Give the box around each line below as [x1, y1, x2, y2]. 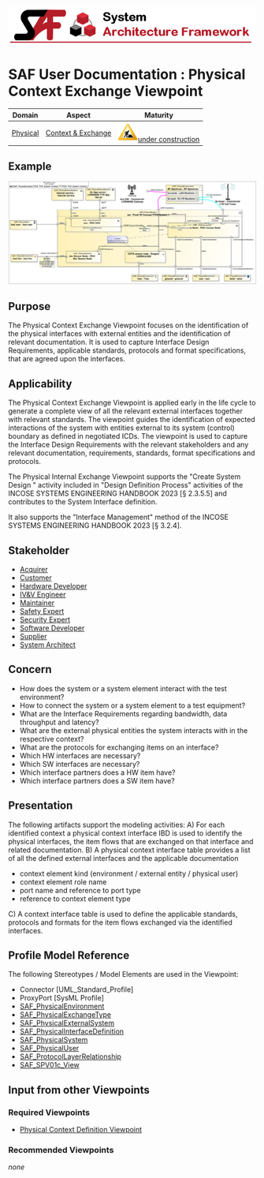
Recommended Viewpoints [8, 1145, 114, 1156]
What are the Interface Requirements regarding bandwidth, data [19, 709, 228, 718]
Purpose [8, 299, 51, 313]
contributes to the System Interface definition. [8, 497, 158, 507]
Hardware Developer [19, 582, 87, 591]
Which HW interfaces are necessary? [19, 750, 141, 760]
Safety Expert [19, 607, 65, 616]
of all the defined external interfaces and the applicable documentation [8, 853, 239, 862]
